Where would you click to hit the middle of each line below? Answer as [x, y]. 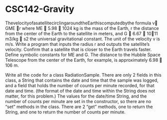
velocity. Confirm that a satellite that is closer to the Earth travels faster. [79, 49]
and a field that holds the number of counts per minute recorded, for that [80, 85]
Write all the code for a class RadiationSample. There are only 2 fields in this [83, 75]
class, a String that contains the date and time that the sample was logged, [82, 80]
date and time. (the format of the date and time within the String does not [80, 91]
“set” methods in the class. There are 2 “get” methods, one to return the [79, 107]
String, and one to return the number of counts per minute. [65, 112]
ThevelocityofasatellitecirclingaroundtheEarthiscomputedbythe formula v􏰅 [82, 23]
